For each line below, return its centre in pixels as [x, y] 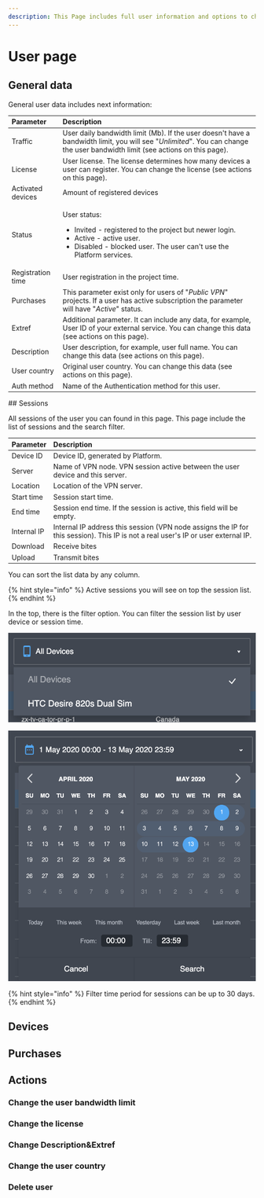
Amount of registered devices [110, 193]
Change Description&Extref [62, 1145]
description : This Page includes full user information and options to [128, 17]
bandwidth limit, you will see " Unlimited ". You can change [156, 141]
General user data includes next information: [80, 104]
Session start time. [83, 497]
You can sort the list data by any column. [74, 575]
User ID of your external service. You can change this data [157, 328]
